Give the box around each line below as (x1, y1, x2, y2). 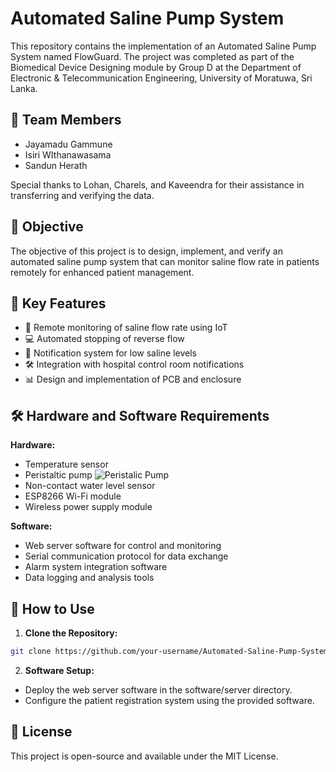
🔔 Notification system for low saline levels (24, 347, 197, 359)
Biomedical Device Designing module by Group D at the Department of (10, 61, 302, 73)
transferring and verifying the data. (10, 189, 155, 201)
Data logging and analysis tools (24, 572, 155, 584)
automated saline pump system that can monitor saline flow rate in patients (10, 255, 320, 267)
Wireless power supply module (24, 501, 153, 513)
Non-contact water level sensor (24, 480, 156, 492)
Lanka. (10, 82, 38, 94)
